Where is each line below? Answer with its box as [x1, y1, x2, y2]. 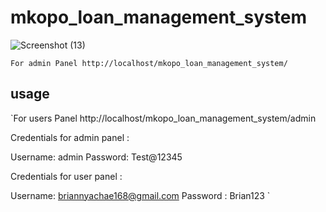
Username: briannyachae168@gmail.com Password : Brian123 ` [10, 189, 271, 201]
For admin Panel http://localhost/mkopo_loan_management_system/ [10, 58, 288, 68]
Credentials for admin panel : [10, 131, 130, 143]
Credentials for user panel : [10, 170, 123, 182]
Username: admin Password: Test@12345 [10, 151, 183, 163]
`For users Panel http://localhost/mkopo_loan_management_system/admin [10, 112, 317, 124]
